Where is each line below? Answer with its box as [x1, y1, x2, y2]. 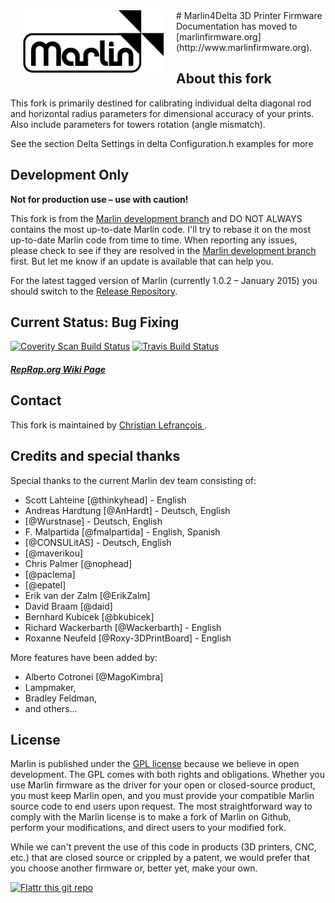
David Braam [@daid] [24, 600, 113, 612]
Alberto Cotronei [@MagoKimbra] [24, 670, 164, 683]
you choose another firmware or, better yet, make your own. [10, 862, 258, 874]
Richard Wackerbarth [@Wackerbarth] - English [24, 621, 222, 633]
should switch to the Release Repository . [10, 285, 178, 297]
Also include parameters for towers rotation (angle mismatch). [10, 118, 266, 130]
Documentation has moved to [176, 20, 298, 32]
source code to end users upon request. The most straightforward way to [10, 800, 313, 813]
